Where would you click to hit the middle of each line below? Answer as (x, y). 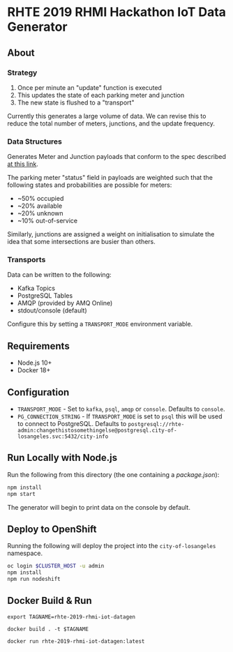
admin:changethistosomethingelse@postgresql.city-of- (97, 431)
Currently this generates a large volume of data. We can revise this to (107, 116)
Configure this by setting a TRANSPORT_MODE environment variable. (100, 324)
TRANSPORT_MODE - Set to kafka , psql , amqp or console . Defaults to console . (121, 409)
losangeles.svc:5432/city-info (63, 437)
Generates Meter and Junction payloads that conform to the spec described (117, 157)
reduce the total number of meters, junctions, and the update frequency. (111, 123)
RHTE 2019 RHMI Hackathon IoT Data (117, 12)
